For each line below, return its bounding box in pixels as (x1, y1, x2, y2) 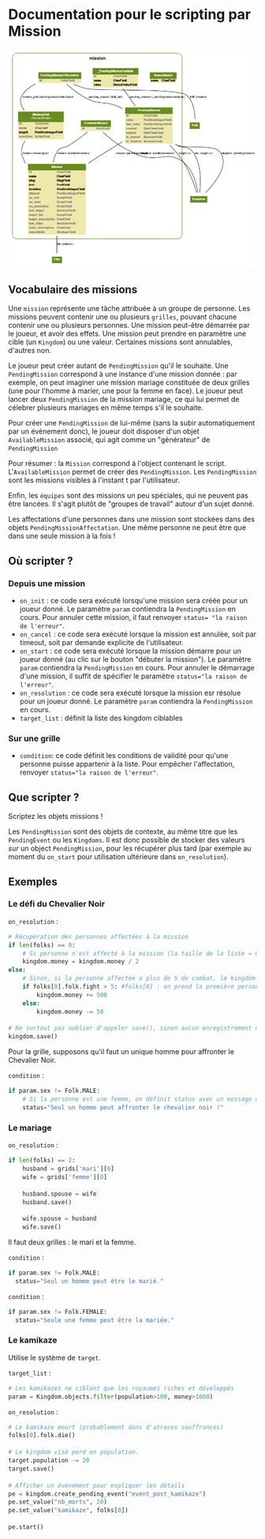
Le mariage (8, 1122, 53, 1133)
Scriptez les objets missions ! (8, 812, 103, 821)
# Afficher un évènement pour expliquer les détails (8, 1481, 185, 1489)
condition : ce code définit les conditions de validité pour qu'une (19, 751, 229, 760)
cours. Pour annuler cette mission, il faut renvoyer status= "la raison (19, 613, 248, 622)
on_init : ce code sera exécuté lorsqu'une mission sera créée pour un (19, 596, 248, 606)
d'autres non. (8, 346, 51, 355)
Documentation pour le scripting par (8, 6, 251, 24)
